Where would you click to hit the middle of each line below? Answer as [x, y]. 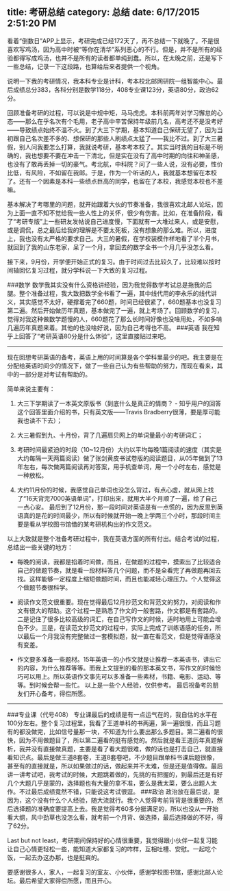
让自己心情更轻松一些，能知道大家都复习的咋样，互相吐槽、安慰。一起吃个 [112, 849]
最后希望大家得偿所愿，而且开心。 [67, 880]
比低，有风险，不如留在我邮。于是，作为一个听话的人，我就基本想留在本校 [112, 173]
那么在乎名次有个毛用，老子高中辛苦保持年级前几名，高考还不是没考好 [124, 121]
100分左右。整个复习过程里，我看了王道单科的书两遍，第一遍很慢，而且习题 [114, 723]
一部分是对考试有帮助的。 [55, 374]
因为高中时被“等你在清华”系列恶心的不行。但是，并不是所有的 [130, 49]
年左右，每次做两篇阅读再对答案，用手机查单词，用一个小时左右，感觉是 [119, 466]
